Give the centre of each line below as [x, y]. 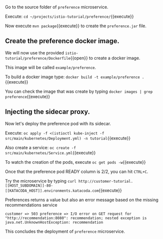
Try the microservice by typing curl [41, 181]
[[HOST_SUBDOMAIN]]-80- [29, 186]
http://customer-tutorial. [106, 181]
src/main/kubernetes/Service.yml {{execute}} [50, 153]
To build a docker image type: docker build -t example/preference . [75, 77]
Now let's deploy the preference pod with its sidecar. [58, 123]
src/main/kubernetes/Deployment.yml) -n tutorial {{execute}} [68, 138]
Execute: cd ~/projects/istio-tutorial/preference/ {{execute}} [69, 16]
